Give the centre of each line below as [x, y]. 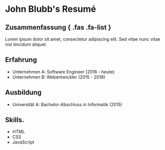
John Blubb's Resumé [50, 9]
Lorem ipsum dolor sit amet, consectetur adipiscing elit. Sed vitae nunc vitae [83, 39]
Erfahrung [21, 60]
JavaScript [23, 142]
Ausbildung [23, 93]
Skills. [15, 120]
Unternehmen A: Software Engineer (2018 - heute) [63, 72]
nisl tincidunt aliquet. [26, 44]
